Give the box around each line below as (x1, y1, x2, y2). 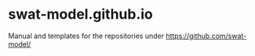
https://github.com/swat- (166, 31, 247, 40)
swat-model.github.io (8, 5, 153, 23)
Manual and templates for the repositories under (8, 31, 165, 40)
